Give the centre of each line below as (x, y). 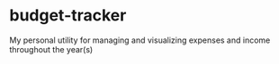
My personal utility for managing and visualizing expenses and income (140, 40)
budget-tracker (68, 16)
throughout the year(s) (51, 49)
